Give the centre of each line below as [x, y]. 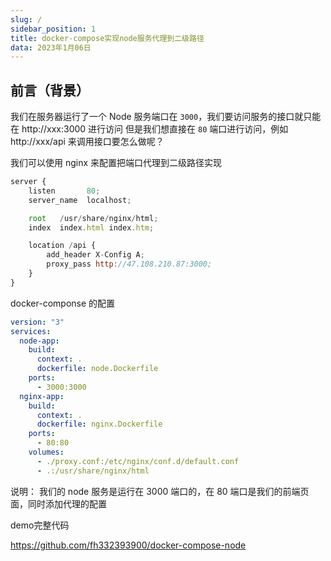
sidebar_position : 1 [53, 29]
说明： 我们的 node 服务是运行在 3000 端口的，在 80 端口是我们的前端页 [160, 491]
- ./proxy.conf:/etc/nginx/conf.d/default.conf [138, 461]
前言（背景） [50, 90]
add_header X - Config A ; [95, 255]
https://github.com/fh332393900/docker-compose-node [128, 545]
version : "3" [37, 322]
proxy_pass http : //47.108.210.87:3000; [129, 264]
